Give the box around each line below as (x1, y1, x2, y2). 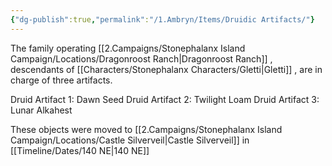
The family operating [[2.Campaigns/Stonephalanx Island (10, 42, 246, 54)
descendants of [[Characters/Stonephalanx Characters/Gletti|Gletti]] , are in (10, 63, 323, 75)
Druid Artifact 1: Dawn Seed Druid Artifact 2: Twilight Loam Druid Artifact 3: (10, 93, 320, 105)
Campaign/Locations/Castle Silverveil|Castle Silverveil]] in (10, 134, 250, 146)
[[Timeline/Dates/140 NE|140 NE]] (10, 144, 150, 156)
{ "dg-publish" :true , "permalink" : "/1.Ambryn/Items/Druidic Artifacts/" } (10, 14, 315, 25)
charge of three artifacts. (10, 74, 113, 86)
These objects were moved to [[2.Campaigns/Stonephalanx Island (10, 123, 283, 135)
